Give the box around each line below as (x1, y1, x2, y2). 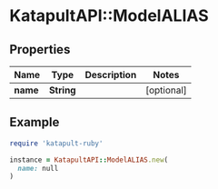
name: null (17, 164, 59, 173)
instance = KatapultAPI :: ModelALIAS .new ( (9, 155, 169, 164)
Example (9, 114, 60, 130)
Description (84, 69, 137, 81)
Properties (9, 42, 71, 57)
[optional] (144, 84, 188, 96)
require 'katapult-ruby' (9, 138, 104, 148)
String (48, 84, 76, 96)
